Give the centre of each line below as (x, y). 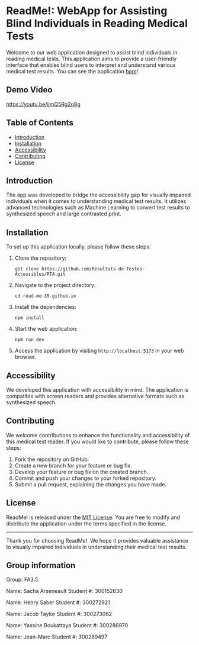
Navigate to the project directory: (55, 285)
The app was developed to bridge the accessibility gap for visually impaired (99, 195)
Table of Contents (40, 123)
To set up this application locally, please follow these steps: (78, 247)
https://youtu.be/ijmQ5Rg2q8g (44, 104)
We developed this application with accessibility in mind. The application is (97, 390)
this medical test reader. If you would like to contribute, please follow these (98, 441)
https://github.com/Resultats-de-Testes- (93, 269)
